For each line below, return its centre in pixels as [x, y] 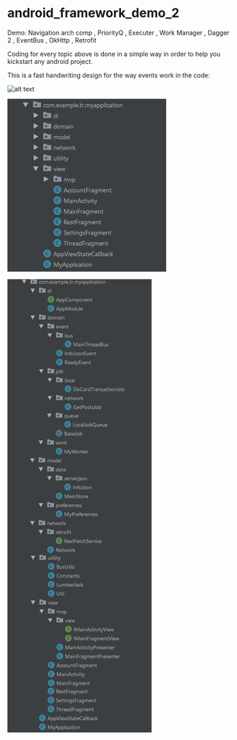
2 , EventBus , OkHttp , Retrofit [52, 40]
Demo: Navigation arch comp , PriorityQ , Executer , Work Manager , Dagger [118, 33]
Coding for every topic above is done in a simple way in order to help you [114, 54]
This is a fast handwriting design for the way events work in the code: [109, 75]
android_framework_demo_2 [93, 13]
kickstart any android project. [50, 61]
